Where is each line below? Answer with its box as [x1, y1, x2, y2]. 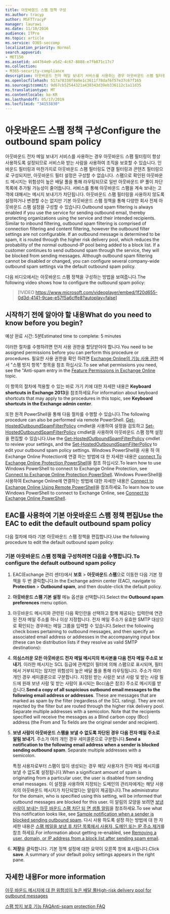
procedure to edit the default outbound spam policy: [5, 539, 114, 545]
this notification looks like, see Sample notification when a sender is [12, 811, 154, 817]
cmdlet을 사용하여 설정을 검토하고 [77, 423, 145, 429]
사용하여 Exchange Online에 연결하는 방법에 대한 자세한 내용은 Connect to [5, 478, 154, 484]
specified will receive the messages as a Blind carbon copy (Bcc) [12, 714, 149, 720]
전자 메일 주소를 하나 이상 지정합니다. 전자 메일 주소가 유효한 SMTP [18, 616, 151, 622]
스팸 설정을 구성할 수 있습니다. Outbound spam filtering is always [22, 204, 153, 210]
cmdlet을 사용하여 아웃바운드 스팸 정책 [77, 429, 154, 435]
